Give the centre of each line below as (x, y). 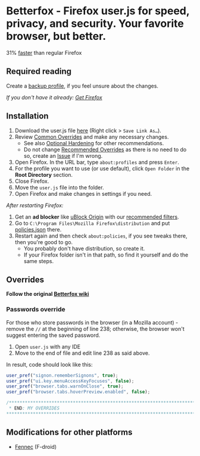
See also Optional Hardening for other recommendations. (94, 143)
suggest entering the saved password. (53, 335)
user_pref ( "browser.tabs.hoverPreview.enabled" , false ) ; (78, 392)
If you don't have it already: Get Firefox (54, 97)
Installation (27, 116)
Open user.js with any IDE (48, 346)
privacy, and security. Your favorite (95, 24)
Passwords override (36, 310)
